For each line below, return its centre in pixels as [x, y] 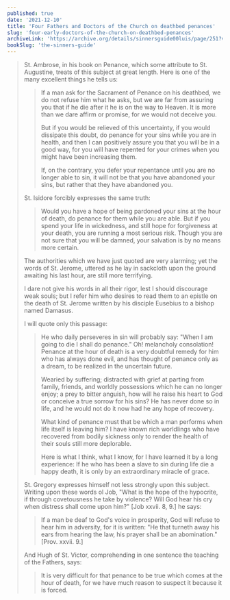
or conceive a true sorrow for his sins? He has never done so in [130, 401]
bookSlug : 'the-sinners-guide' [52, 45]
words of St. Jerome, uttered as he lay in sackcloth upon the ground [120, 268]
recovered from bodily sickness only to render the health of [125, 436]
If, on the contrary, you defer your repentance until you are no [128, 170]
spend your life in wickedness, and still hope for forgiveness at [129, 226]
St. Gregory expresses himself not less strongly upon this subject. [117, 485]
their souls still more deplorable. [86, 443]
